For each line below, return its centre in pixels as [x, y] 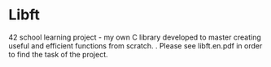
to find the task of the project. [58, 54]
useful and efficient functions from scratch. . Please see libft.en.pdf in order [135, 45]
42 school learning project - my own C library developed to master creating [135, 37]
